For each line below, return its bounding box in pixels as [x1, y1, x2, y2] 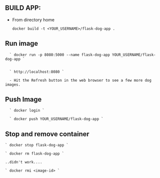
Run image [5, 39, 38, 48]
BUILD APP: [5, 4, 41, 12]
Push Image [5, 95, 42, 104]
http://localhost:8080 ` [14, 69, 64, 74]
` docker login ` [9, 108, 45, 113]
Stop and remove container [5, 130, 89, 138]
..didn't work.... [5, 160, 42, 165]
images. [5, 82, 21, 87]
